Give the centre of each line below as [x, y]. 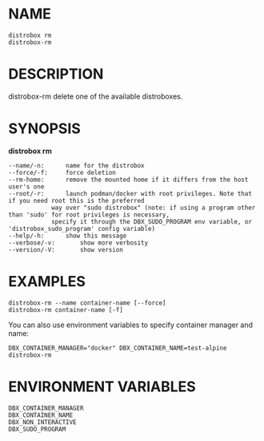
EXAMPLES [47, 281]
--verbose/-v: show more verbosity [78, 243]
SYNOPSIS [45, 129]
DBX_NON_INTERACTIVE [43, 422]
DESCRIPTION [56, 74]
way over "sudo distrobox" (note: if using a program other [153, 208]
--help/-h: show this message [68, 236]
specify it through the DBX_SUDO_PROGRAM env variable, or [151, 221]
